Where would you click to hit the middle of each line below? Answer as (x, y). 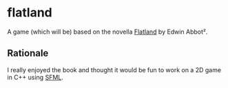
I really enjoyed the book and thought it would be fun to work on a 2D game (114, 69)
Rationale (28, 53)
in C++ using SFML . (35, 77)
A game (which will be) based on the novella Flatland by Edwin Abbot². (107, 32)
